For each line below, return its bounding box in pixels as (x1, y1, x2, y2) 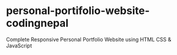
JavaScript (6, 42, 32, 49)
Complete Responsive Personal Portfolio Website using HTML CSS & (6, 36, 172, 43)
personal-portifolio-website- (6, 4, 150, 18)
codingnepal (6, 16, 69, 30)
